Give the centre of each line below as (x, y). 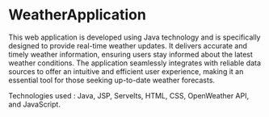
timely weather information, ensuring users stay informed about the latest (130, 54)
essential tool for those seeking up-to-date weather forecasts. (112, 80)
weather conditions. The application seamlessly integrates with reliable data (134, 63)
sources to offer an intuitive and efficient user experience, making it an (126, 71)
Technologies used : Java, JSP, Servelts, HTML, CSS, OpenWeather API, (129, 95)
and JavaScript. (34, 104)
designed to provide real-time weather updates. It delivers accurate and (128, 45)
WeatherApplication (78, 15)
